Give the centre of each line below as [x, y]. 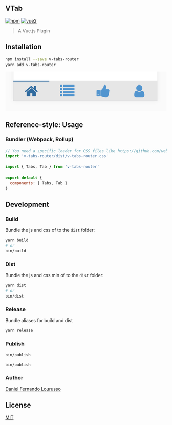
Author [14, 378]
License [18, 405]
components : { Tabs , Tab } [39, 183]
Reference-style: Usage [44, 125]
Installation [24, 47]
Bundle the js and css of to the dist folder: [50, 230]
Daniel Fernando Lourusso [33, 389]
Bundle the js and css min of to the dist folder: [55, 275]
